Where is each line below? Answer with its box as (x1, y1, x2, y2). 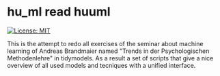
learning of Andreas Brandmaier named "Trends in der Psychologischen (7, 47, 210, 55)
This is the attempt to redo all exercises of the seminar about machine (7, 39, 204, 47)
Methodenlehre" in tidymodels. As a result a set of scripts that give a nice (7, 54, 214, 62)
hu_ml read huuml (7, 4, 111, 20)
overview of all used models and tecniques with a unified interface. (7, 61, 196, 69)
